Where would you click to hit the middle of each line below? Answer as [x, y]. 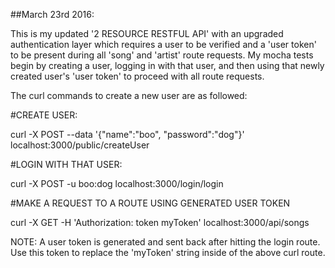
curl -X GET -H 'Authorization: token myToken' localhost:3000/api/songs [160, 222]
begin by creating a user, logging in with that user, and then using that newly [167, 65]
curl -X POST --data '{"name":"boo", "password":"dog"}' [127, 134]
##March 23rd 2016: [52, 14]
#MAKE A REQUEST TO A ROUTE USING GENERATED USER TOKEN [150, 203]
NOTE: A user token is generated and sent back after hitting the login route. [165, 242]
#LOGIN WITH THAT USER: [66, 164]
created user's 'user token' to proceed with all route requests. [137, 76]
